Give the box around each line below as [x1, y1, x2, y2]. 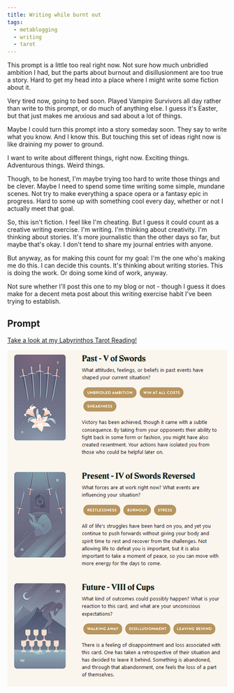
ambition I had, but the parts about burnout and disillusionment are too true [7, 69, 224, 77]
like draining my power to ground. [7, 140, 104, 148]
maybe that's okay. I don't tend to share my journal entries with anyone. [7, 240, 213, 248]
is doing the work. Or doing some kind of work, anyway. [7, 269, 168, 277]
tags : [7, 18, 23, 26]
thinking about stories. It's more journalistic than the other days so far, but [7, 233, 220, 241]
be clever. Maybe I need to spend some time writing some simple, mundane [7, 182, 225, 190]
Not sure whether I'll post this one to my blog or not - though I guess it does [7, 282, 226, 290]
